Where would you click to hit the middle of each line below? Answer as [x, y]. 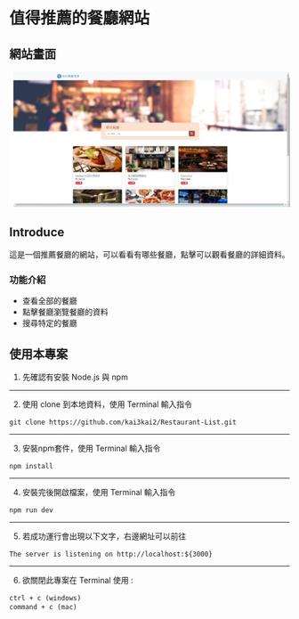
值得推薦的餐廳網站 [80, 18]
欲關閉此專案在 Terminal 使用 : [77, 581]
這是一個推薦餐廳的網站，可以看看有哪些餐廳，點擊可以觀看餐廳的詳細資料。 [149, 254]
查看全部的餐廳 [49, 301]
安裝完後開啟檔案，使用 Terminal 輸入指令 [99, 493]
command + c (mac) [43, 607]
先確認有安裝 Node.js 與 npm [75, 377]
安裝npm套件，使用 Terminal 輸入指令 [91, 448]
